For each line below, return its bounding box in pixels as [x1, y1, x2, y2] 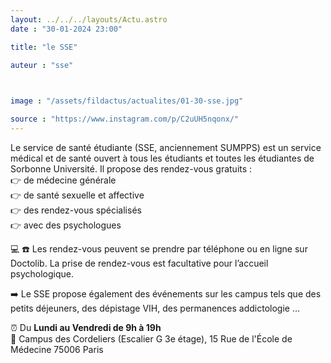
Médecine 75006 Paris [10, 343, 104, 355]
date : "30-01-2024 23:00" [10, 24, 123, 34]
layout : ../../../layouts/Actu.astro [10, 14, 168, 25]
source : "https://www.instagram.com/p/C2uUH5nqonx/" [10, 114, 240, 125]
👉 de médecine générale [10, 174, 117, 186]
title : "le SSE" [10, 42, 78, 52]
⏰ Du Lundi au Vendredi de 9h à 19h [10, 321, 162, 333]
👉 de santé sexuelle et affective [10, 189, 145, 201]
